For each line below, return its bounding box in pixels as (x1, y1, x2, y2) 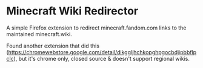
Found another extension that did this (6, 42, 100, 49)
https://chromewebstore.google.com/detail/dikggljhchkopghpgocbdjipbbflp (8, 48, 197, 55)
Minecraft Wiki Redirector (6, 4, 138, 18)
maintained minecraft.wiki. (6, 30, 73, 37)
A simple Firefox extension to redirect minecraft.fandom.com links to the (6, 24, 187, 31)
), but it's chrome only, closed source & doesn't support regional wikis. (13, 55, 190, 62)
